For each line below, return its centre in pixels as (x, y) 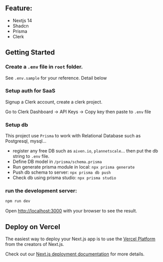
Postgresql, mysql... (26, 141)
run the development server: (41, 191)
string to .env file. (31, 156)
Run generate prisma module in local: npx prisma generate (74, 167)
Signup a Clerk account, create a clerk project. (54, 102)
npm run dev (18, 201)
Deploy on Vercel (33, 227)
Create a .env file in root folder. (44, 67)
